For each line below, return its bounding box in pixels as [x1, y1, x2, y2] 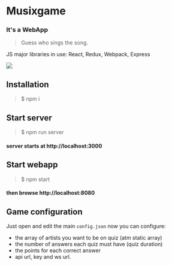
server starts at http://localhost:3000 [6, 142, 102, 149]
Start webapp [6, 160, 58, 170]
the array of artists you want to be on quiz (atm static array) [14, 234, 162, 241]
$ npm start [20, 176, 50, 183]
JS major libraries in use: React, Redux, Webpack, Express [6, 51, 150, 58]
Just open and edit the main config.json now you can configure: [6, 222, 166, 229]
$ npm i [20, 95, 40, 102]
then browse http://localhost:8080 [6, 189, 95, 197]
